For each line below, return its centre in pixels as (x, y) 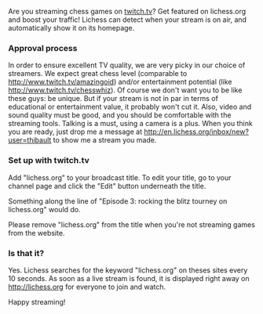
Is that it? (26, 253)
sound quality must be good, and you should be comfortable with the (120, 115)
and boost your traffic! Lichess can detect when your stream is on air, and (128, 20)
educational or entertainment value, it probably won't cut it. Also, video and (130, 107)
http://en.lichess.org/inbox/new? (197, 132)
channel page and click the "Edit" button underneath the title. (107, 186)
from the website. (37, 233)
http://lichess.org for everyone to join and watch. (87, 287)
